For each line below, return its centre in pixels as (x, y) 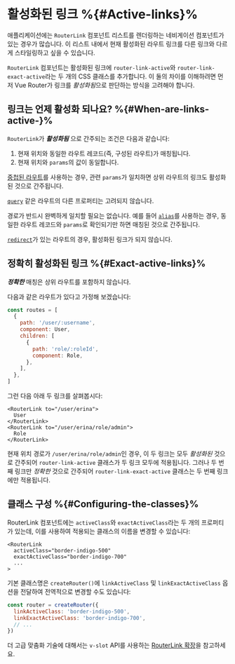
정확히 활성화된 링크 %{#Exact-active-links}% (107, 264)
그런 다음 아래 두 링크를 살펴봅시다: (55, 396)
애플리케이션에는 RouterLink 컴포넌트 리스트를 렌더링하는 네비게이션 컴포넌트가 (116, 35)
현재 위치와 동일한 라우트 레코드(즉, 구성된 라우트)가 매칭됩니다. (104, 153)
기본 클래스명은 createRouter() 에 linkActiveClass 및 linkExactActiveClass (114, 583)
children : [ (37, 336)
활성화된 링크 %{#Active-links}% (103, 14)
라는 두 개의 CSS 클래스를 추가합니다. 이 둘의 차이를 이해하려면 (130, 76)
